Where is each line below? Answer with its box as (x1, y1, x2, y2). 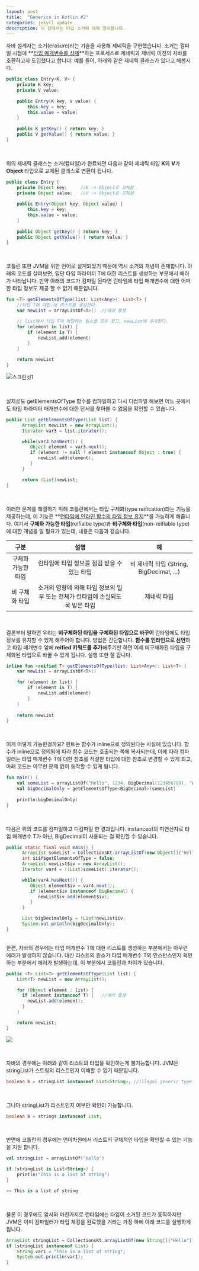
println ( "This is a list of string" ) (17, 1171, 110, 1178)
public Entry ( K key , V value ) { (17, 98, 97, 104)
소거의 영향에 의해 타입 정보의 (37, 583, 115, 591)
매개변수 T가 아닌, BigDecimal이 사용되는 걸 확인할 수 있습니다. (12, 833, 159, 840)
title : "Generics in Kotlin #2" (6, 14, 89, 20)
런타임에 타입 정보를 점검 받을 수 (37, 559, 123, 567)
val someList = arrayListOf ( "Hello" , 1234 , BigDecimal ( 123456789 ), (17, 780, 187, 786)
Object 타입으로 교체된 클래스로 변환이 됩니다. (6, 167, 113, 174)
